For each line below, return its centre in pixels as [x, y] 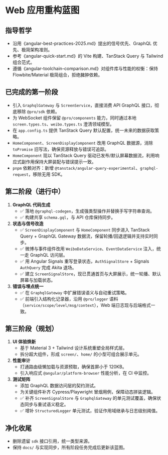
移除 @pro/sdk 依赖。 [38, 111]
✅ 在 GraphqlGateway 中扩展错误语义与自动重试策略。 [74, 292]
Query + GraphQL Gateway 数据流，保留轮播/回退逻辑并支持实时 [87, 236]
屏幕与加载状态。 [38, 280]
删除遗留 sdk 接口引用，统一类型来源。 [52, 441]
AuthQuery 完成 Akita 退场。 [48, 267]
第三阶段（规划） [32, 329]
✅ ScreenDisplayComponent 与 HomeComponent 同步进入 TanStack [85, 230]
